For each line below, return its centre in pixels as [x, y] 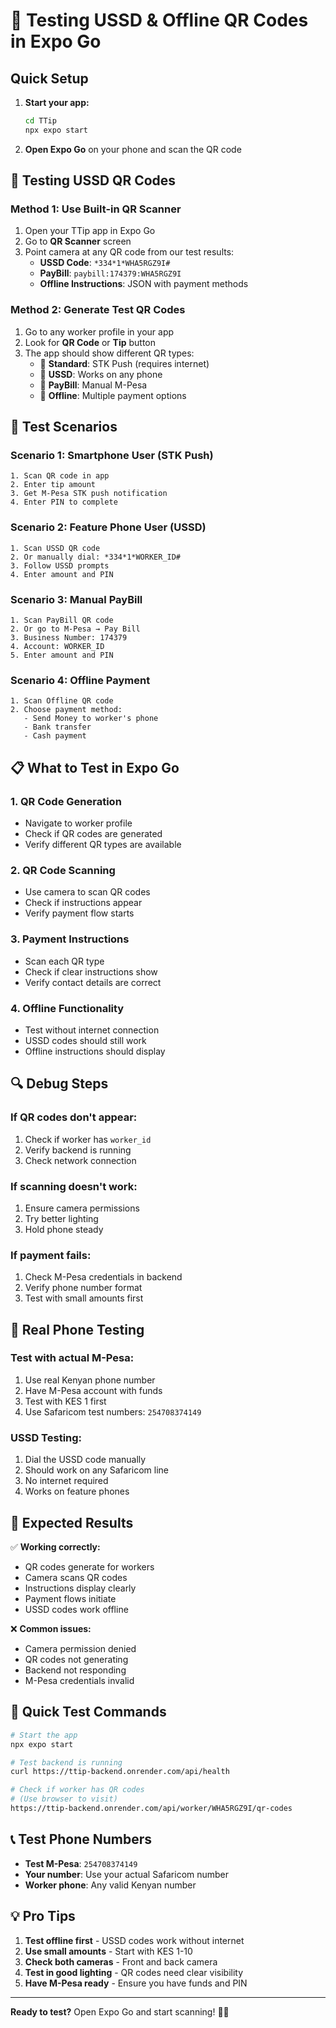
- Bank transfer [57, 727]
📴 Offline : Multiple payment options [113, 395]
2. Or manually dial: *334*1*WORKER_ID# [96, 557]
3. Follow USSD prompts [60, 565]
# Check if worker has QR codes [77, 1790]
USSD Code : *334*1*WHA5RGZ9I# [105, 263]
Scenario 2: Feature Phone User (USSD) [108, 527]
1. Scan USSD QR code [55, 548]
